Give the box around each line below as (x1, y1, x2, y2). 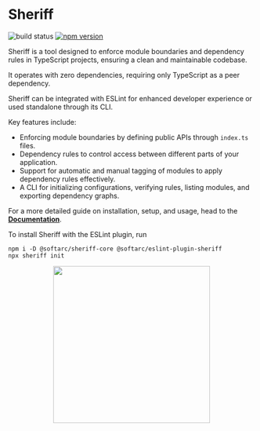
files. (19, 141, 36, 150)
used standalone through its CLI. (8, 102, 114, 111)
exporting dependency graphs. (19, 191, 120, 200)
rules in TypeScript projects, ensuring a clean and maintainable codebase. (8, 55, 248, 64)
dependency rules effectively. (19, 174, 116, 184)
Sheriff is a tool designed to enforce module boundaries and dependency (8, 46, 244, 56)
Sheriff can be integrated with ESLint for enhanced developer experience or (8, 93, 253, 103)
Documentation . (8, 214, 63, 224)
